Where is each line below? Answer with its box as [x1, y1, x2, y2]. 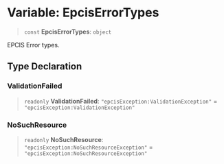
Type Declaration [7, 60, 82, 73]
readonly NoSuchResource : [23, 135, 104, 143]
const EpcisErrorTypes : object [23, 27, 112, 36]
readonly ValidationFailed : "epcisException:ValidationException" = [23, 97, 218, 105]
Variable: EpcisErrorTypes [7, 5, 159, 21]
